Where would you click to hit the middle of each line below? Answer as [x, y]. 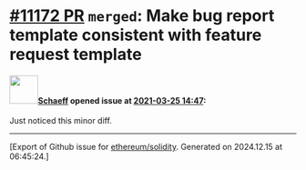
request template [76, 55]
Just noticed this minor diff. [61, 121]
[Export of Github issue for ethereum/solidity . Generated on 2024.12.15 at [146, 147]
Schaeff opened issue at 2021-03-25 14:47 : [122, 100]
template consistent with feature [136, 35]
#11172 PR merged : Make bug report [142, 16]
